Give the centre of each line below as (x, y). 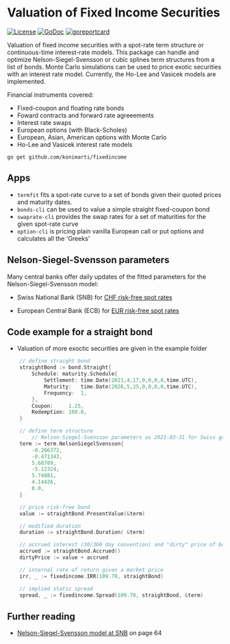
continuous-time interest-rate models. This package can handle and (103, 52)
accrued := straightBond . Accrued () (70, 551)
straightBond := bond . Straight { (65, 368)
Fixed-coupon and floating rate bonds (71, 108)
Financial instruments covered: (50, 95)
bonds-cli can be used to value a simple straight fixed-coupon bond (113, 209)
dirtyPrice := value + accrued (64, 557)
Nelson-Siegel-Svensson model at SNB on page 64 (89, 633)
